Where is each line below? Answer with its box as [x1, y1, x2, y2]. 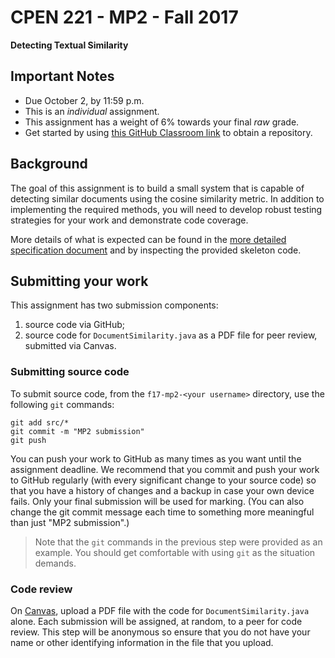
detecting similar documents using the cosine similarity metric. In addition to [10, 192, 325, 205]
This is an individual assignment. [24, 105, 160, 117]
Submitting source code [10, 365, 130, 379]
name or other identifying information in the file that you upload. [10, 636, 274, 648]
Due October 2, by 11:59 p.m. [24, 94, 145, 106]
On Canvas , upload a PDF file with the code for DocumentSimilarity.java [10, 604, 310, 616]
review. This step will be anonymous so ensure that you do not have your [10, 626, 311, 638]
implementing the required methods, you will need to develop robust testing [10, 203, 323, 215]
